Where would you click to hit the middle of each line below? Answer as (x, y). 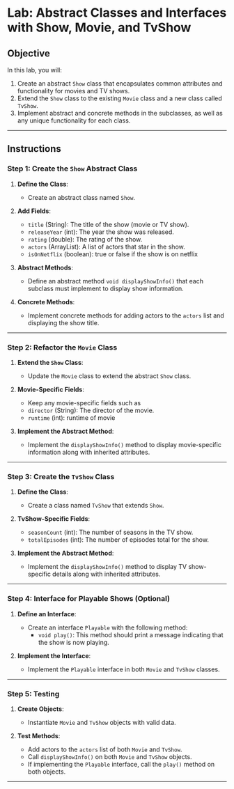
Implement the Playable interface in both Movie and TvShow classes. (124, 669)
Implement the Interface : (54, 655)
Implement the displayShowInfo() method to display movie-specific (124, 444)
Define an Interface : (47, 614)
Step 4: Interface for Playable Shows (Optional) (89, 599)
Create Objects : (40, 709)
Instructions (34, 149)
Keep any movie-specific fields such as (84, 403)
